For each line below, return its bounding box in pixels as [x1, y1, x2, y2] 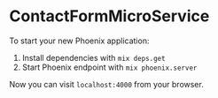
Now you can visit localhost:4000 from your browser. [9, 79, 204, 89]
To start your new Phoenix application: [9, 35, 150, 46]
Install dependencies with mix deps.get [21, 52, 166, 63]
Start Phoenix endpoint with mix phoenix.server [21, 62, 198, 72]
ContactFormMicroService [9, 6, 210, 26]
